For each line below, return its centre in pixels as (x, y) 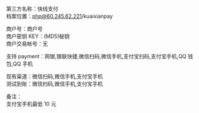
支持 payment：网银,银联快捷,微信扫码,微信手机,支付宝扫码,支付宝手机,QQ (97, 56)
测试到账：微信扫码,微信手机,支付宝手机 (55, 84)
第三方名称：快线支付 (32, 9)
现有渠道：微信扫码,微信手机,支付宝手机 (55, 76)
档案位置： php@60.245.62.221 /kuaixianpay (59, 16)
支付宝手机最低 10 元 (31, 104)
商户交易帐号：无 (27, 44)
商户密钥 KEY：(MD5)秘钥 (38, 36)
